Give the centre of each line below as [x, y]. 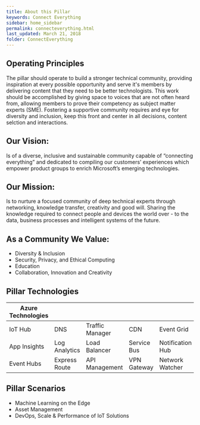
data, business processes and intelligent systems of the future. [83, 220]
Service [140, 343]
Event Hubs [25, 364]
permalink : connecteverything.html [50, 28]
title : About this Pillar [38, 12]
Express [66, 360]
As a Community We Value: [58, 239]
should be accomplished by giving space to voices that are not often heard [98, 97]
